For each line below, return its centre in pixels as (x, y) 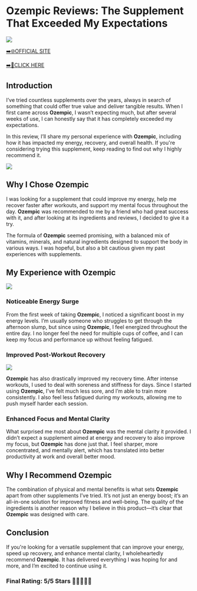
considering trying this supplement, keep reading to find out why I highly (94, 149)
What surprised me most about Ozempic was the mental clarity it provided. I (98, 431)
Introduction (29, 86)
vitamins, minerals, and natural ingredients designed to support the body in (97, 241)
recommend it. (24, 155)
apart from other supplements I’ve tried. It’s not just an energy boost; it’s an (97, 496)
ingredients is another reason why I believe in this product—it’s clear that (94, 508)
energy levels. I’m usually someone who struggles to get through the (89, 321)
